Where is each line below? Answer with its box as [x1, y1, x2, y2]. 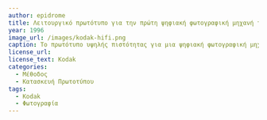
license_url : [8, 48, 52, 56]
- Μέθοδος [15, 70, 48, 78]
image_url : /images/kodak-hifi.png [8, 33, 126, 42]
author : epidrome [8, 11, 66, 20]
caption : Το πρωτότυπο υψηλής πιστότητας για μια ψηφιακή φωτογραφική [8, 41, 247, 49]
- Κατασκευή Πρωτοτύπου [15, 77, 94, 85]
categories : [8, 63, 48, 71]
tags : [8, 84, 26, 93]
